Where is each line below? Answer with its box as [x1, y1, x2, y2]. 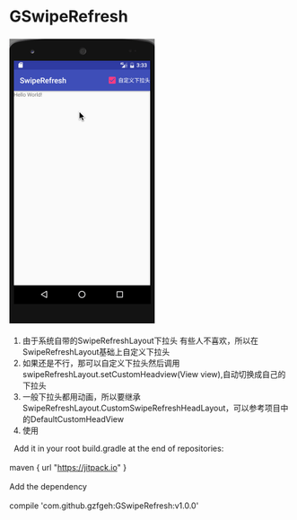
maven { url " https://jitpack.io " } [9, 463, 127, 473]
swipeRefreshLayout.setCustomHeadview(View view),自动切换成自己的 [22, 369, 286, 380]
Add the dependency [9, 481, 88, 492]
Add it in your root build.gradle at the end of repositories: [13, 443, 224, 454]
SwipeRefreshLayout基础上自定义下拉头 [22, 347, 170, 357]
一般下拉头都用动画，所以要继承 [22, 392, 141, 402]
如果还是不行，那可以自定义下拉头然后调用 [22, 357, 180, 369]
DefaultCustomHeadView [30, 414, 124, 425]
